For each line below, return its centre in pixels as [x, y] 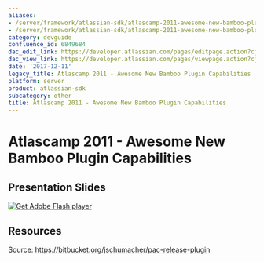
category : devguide [40, 37]
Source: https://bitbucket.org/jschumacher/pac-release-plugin [109, 249]
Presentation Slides [57, 187]
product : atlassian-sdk [47, 88]
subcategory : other [40, 96]
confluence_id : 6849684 [47, 45]
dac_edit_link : [33, 52]
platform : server [37, 81]
